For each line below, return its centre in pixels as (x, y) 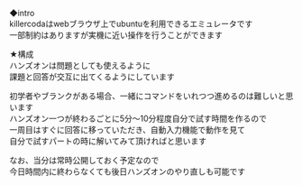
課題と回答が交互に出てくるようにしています (92, 77)
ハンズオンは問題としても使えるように (80, 65)
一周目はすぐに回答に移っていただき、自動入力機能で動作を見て (128, 129)
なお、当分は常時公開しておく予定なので (84, 160)
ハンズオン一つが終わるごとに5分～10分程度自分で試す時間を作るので (138, 118)
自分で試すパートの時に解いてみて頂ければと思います (108, 141)
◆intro (22, 13)
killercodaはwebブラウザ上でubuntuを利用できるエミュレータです (131, 23)
